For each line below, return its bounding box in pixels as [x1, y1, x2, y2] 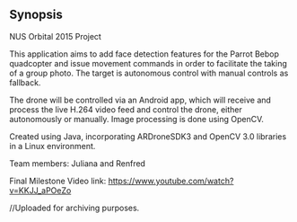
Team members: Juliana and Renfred [9, 157, 146, 169]
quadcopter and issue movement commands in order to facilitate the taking [9, 58, 287, 68]
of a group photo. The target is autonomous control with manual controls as [9, 67, 289, 78]
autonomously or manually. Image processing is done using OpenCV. [9, 113, 265, 124]
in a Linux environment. [9, 140, 96, 151]
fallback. [9, 76, 41, 88]
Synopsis [9, 7, 63, 22]
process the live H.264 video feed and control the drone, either [9, 103, 242, 115]
